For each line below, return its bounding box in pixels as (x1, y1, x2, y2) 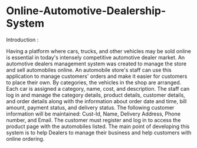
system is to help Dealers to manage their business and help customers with (6, 129, 192, 136)
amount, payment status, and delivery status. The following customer (6, 104, 175, 111)
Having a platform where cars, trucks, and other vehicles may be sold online (6, 47, 192, 54)
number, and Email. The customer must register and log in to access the (6, 116, 181, 123)
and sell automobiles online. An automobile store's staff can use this (6, 66, 172, 73)
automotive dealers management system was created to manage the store (6, 60, 187, 67)
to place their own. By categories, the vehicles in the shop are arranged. (6, 78, 182, 86)
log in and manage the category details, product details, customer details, (6, 91, 186, 98)
